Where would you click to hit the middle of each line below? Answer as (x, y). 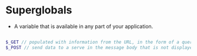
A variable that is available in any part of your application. (84, 26)
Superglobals (39, 10)
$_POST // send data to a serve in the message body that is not (87, 47)
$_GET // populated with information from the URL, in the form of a (93, 42)
